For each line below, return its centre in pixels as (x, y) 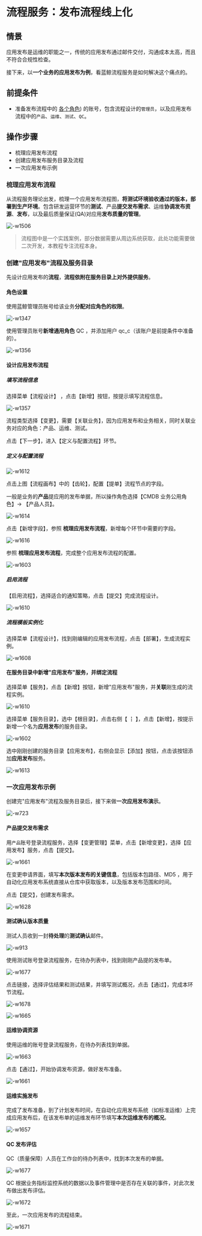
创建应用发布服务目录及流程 (49, 160)
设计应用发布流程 (27, 365)
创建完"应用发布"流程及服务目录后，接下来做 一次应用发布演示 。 (85, 801)
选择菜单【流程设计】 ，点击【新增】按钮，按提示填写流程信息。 (86, 396)
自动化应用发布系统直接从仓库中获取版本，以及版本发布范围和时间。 (90, 882)
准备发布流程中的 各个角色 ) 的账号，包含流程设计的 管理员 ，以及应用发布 (103, 108)
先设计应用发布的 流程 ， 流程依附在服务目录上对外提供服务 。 (80, 277)
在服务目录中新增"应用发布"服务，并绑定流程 (62, 672)
